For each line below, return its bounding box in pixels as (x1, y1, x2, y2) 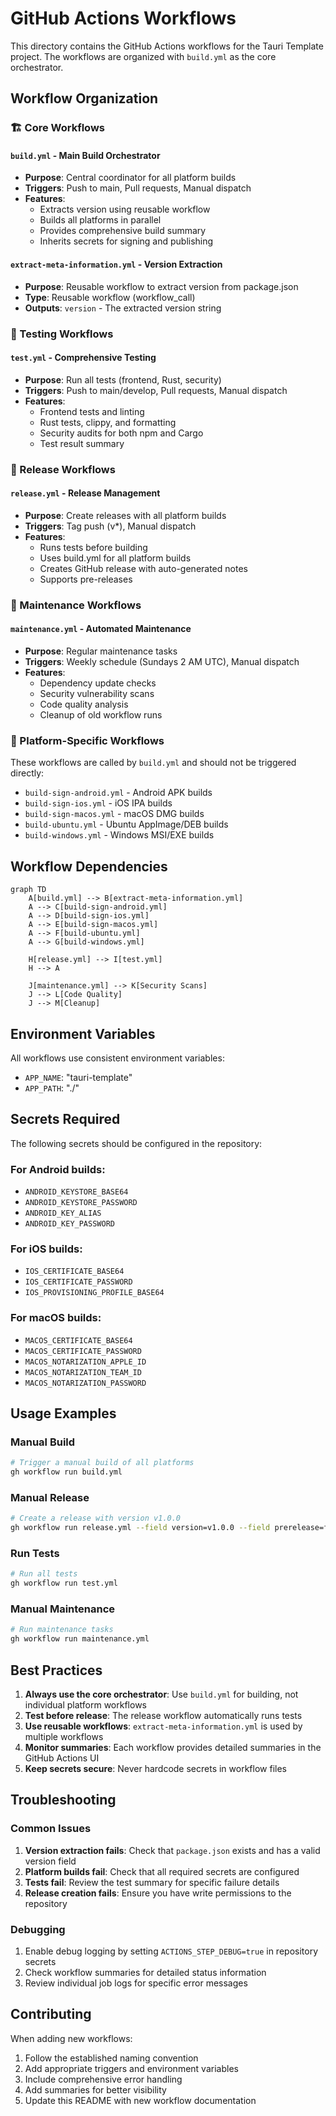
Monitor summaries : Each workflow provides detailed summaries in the (24, 1742, 322, 1754)
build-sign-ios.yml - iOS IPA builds (24, 797, 173, 809)
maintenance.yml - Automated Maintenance (10, 623, 192, 635)
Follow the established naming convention (24, 2052, 199, 2064)
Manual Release (10, 1491, 90, 1505)
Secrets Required (10, 1111, 121, 1128)
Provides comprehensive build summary (39, 225, 207, 237)
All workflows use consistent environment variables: (10, 1052, 225, 1064)
